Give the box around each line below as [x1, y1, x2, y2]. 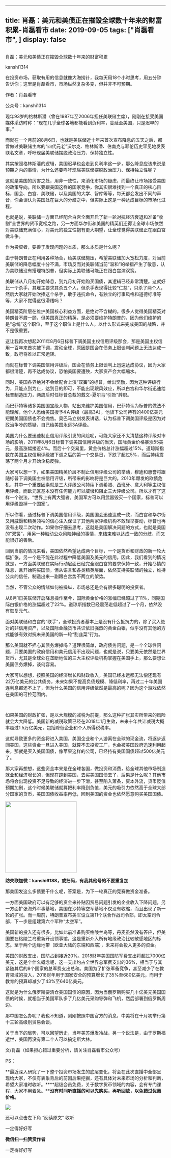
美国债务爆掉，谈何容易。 [5, 661, 59, 667]
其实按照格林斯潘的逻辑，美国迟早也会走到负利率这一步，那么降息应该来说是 [5, 160, 166, 166]
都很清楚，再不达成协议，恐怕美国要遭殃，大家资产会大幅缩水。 [5, 368, 139, 374]
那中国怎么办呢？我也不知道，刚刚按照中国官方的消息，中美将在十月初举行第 [5, 1012, 166, 1018]
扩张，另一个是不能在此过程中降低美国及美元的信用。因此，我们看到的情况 [9, 554, 166, 560]
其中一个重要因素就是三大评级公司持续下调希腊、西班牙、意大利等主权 [14, 481, 161, 487]
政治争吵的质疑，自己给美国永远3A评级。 [5, 422, 92, 428]
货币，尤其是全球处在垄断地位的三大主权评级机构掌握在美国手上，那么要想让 [5, 654, 166, 661]
